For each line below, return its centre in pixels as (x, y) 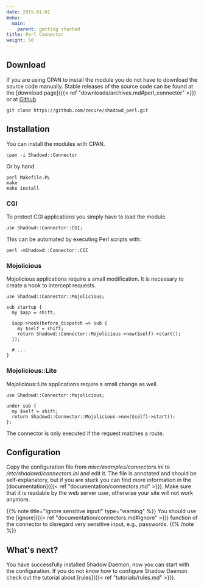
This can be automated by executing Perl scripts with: (74, 239)
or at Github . (22, 99)
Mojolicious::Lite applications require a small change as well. (82, 384)
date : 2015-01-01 (28, 12)
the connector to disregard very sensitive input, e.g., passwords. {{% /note (100, 524)
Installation (28, 129)
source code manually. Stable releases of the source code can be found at (100, 86)
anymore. (18, 499)
